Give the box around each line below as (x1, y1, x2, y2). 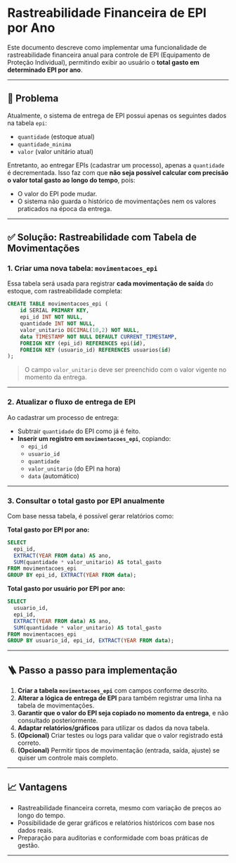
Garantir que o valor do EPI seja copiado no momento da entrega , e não (17, 709, 229, 717)
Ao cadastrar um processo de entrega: (7, 413, 119, 421)
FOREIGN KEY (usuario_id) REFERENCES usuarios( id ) (20, 346, 171, 353)
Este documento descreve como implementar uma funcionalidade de (7, 43, 207, 51)
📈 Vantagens (7, 781, 68, 793)
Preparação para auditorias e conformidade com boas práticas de (17, 833, 209, 842)
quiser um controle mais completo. (17, 754, 118, 762)
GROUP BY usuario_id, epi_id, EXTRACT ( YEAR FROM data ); (7, 637, 174, 644)
